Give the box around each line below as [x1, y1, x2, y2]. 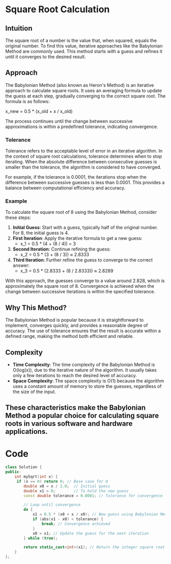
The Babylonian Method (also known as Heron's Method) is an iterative [5, 82, 154, 88]
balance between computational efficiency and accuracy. [5, 185, 126, 191]
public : [5, 470, 22, 475]
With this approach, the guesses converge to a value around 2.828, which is [5, 278, 165, 284]
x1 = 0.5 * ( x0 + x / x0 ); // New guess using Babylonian [32, 512, 158, 517]
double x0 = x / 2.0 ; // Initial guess [23, 483, 110, 488]
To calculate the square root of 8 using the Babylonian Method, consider [5, 209, 157, 215]
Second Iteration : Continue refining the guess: [12, 246, 111, 252]
